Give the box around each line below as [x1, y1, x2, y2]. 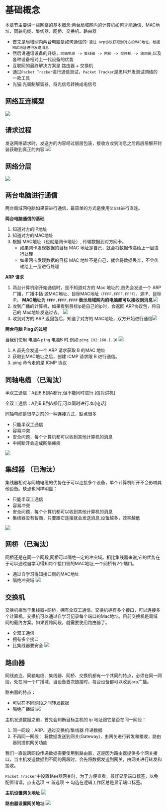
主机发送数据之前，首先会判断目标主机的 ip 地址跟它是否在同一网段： [5, 717, 147, 723]
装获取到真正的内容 [5, 146, 45, 152]
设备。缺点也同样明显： [9, 485, 58, 492]
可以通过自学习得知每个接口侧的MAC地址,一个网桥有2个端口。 [9, 560, 137, 566]
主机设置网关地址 [5, 790, 40, 796]
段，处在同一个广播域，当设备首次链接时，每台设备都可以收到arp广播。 [5, 679, 152, 685]
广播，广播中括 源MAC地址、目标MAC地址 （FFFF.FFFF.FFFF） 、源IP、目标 [12, 291, 162, 297]
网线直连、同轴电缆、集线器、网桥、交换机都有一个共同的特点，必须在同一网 [5, 672, 162, 678]
